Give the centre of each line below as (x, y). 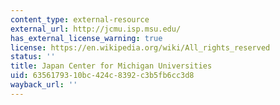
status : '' (33, 57)
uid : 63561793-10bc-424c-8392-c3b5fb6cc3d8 (102, 76)
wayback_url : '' (44, 85)
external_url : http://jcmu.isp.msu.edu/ (96, 29)
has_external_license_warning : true (86, 38)
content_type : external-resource (80, 19)
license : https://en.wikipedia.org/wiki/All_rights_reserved (140, 47)
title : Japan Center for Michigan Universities (111, 66)
